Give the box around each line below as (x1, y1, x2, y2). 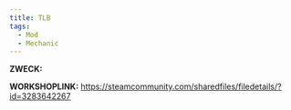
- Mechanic (17, 38, 59, 48)
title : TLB (9, 13, 51, 23)
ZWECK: (9, 64, 43, 75)
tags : (9, 22, 30, 31)
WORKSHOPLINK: (9, 81, 79, 92)
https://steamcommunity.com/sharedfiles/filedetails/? (80, 81, 282, 92)
